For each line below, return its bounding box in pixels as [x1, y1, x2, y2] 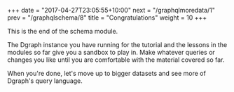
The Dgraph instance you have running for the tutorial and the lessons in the [7, 41, 228, 48]
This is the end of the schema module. [7, 27, 118, 35]
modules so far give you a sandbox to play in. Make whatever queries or [7, 48, 215, 56]
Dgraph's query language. [7, 77, 83, 85]
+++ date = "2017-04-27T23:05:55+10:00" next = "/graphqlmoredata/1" [7, 6, 216, 14]
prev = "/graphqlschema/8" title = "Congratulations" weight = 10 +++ [7, 13, 207, 22]
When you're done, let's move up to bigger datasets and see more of [7, 70, 207, 77]
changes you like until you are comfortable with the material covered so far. [7, 55, 225, 64]
